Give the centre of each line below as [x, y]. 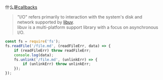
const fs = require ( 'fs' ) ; [33, 41]
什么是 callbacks [21, 7]
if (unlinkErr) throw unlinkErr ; [57, 64]
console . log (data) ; [34, 55]
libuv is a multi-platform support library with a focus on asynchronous [88, 27]
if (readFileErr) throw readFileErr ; [53, 50]
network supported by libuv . [46, 22]
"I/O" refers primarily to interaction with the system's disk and [80, 17]
